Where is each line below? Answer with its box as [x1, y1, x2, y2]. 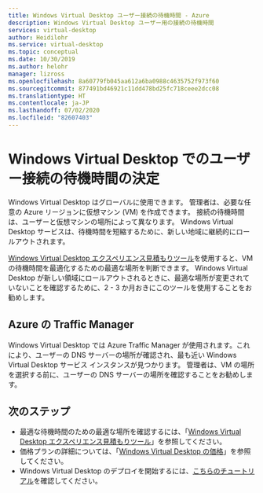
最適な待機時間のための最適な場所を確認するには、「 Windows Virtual [19, 427, 242, 436]
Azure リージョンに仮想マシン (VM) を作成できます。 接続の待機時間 [23, 207, 245, 216]
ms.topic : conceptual [8, 48, 79, 56]
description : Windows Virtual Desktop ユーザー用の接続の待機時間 [8, 19, 214, 27]
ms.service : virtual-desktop [8, 41, 104, 49]
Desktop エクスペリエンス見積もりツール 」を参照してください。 [19, 437, 226, 447]
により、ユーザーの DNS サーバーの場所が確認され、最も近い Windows [8, 350, 237, 359]
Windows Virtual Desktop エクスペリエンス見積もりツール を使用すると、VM [8, 253, 254, 263]
